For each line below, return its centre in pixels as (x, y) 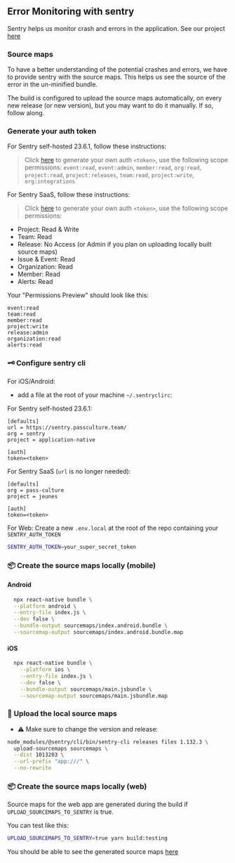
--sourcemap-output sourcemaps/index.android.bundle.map (99, 632)
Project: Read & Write (48, 229)
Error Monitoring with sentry (71, 12)
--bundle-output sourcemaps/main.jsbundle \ (86, 689)
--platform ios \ (45, 670)
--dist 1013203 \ (39, 755)
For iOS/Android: (32, 381)
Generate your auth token (52, 131)
